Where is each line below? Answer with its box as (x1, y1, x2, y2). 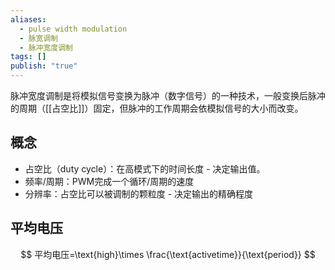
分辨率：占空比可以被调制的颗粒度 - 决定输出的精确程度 (24, 187, 254, 200)
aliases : (10, 14, 47, 25)
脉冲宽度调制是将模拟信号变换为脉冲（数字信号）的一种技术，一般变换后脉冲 (10, 90, 326, 101)
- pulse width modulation (19, 24, 128, 34)
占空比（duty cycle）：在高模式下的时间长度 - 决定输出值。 (24, 162, 266, 175)
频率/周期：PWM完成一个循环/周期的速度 (24, 175, 195, 187)
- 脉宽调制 (19, 33, 59, 43)
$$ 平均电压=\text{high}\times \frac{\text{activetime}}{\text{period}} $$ (20, 248, 316, 260)
